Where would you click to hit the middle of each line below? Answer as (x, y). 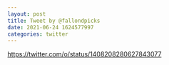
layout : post (27, 14)
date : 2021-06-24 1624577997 (51, 27)
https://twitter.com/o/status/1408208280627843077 (84, 54)
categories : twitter (38, 34)
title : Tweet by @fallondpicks (54, 21)
